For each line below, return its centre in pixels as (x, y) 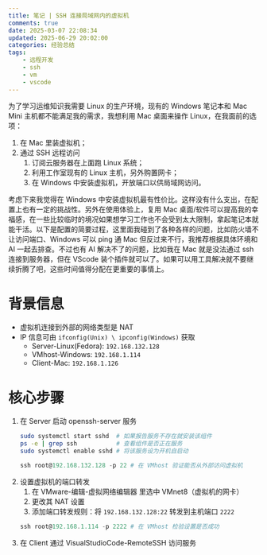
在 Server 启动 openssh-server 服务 (78, 421)
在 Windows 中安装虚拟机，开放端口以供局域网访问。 (118, 182)
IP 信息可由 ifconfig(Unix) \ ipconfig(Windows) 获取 (107, 337)
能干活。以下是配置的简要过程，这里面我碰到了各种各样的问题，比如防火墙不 (133, 229)
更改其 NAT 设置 (58, 501)
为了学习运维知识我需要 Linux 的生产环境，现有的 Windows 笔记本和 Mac (128, 106)
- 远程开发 (38, 60)
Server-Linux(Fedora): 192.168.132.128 (96, 346)
